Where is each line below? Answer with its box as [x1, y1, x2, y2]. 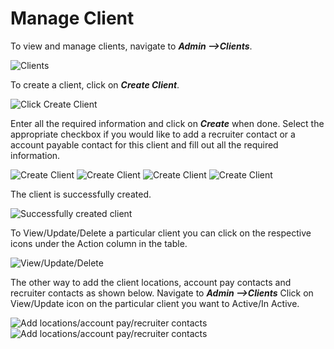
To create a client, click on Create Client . [10, 78, 180, 91]
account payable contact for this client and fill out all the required [10, 138, 279, 151]
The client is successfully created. [10, 188, 152, 200]
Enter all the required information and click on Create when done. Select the [10, 117, 325, 129]
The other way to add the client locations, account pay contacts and [10, 276, 292, 288]
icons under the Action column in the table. [10, 237, 188, 249]
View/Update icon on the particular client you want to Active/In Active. [10, 297, 300, 309]
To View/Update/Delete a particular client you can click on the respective [10, 227, 312, 239]
